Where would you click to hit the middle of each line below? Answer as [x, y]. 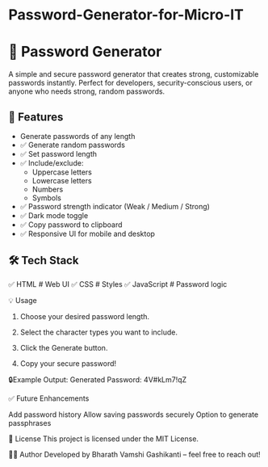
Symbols [47, 198]
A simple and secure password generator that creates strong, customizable [134, 74]
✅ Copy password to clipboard [71, 225]
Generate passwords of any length [77, 136]
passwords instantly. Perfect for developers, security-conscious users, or [130, 83]
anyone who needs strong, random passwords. [87, 91]
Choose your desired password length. [85, 316]
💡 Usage [23, 300]
